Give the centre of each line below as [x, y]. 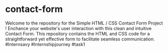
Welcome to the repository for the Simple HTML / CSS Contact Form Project [84, 23]
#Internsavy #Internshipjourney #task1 [45, 44]
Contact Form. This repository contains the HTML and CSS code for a [77, 33]
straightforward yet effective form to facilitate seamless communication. [80, 39]
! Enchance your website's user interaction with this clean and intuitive [78, 28]
